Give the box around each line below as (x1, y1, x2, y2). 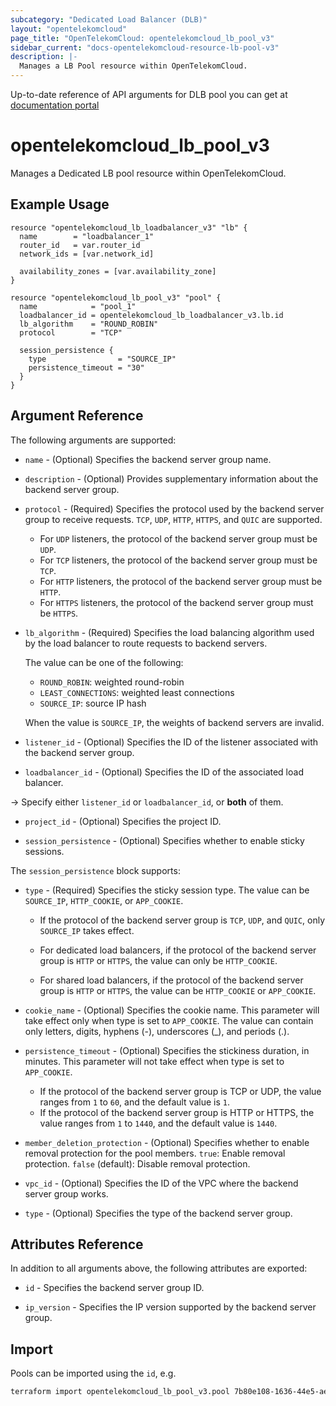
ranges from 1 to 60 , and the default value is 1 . (39, 1096, 230, 1108)
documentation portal (10, 99, 100, 111)
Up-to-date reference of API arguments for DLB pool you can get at (10, 89, 288, 100)
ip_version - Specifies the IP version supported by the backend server (24, 1301, 317, 1313)
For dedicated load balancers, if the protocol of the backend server (39, 944, 317, 956)
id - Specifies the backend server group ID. (24, 1282, 205, 1294)
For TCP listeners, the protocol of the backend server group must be (39, 554, 318, 566)
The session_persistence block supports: (10, 864, 181, 876)
